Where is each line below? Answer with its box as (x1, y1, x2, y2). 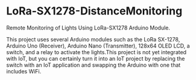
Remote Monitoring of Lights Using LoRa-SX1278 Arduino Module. (6, 24, 171, 31)
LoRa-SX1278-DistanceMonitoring (6, 4, 183, 18)
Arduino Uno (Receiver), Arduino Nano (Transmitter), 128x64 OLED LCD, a (6, 42, 190, 49)
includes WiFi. (6, 67, 42, 75)
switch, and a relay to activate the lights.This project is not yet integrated (6, 48, 187, 55)
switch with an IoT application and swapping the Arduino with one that (6, 61, 181, 69)
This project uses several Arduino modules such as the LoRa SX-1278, (6, 35, 180, 43)
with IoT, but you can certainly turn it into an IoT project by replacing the (6, 55, 185, 62)
